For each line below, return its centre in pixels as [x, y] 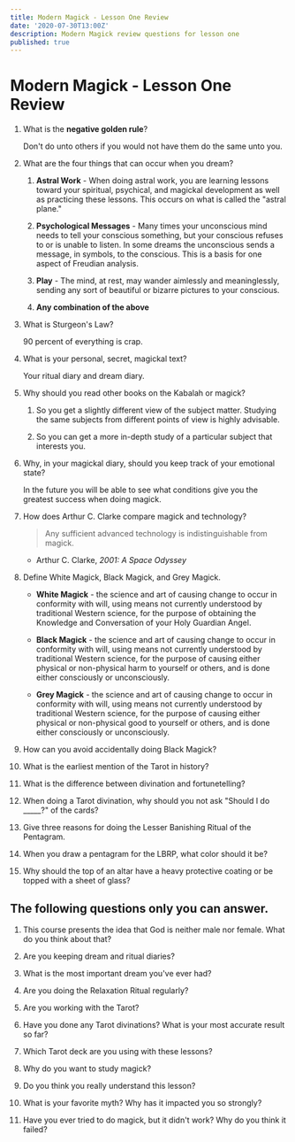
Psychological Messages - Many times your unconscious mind [151, 226]
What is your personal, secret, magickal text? [105, 359]
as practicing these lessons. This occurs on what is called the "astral [161, 199]
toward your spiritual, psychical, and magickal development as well [158, 190]
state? [34, 473]
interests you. [61, 446]
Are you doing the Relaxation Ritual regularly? [106, 991]
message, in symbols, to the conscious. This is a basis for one [149, 254]
